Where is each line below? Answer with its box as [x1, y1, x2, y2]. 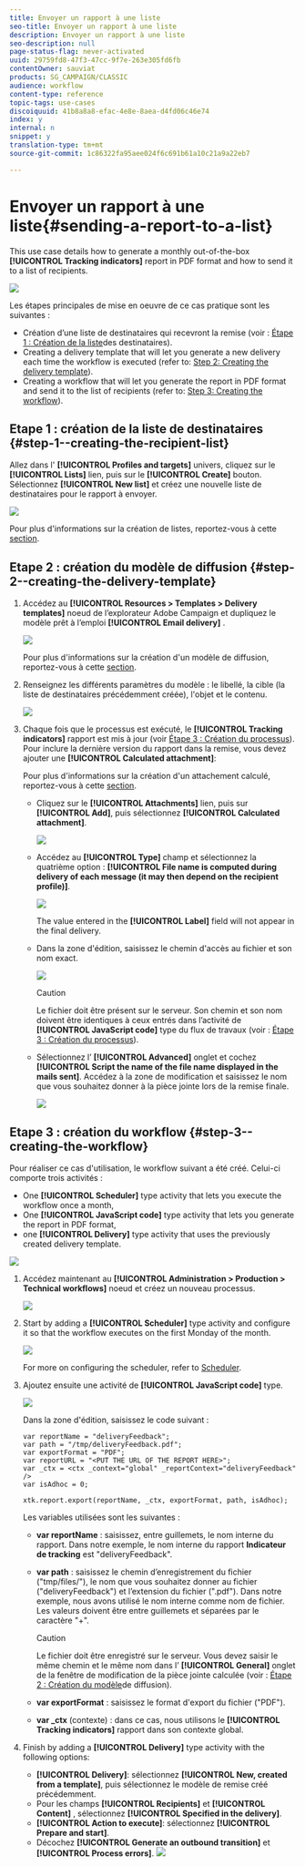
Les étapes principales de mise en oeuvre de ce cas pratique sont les [9, 300, 270, 311]
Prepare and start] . [36, 1828, 110, 1838]
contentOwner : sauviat [9, 65, 96, 74]
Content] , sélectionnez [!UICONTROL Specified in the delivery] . [36, 1808, 282, 1819]
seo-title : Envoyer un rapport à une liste [9, 22, 178, 31]
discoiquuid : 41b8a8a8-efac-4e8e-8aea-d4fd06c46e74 [9, 107, 209, 116]
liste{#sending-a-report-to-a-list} [9, 215, 273, 236]
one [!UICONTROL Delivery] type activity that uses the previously [22, 1229, 270, 1239]
